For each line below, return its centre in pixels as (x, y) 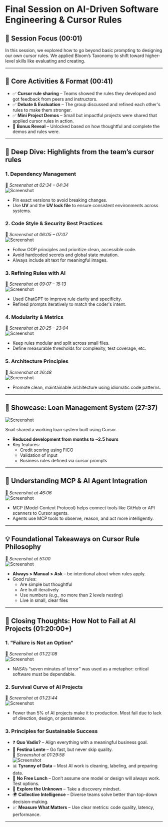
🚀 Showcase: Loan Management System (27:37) (81, 408)
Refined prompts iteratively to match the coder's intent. (69, 304)
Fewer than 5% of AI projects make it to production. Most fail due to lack (87, 713)
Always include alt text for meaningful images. (60, 260)
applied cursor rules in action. (43, 121)
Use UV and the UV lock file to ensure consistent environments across (85, 205)
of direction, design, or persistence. (49, 718)
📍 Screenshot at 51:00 (28, 559)
